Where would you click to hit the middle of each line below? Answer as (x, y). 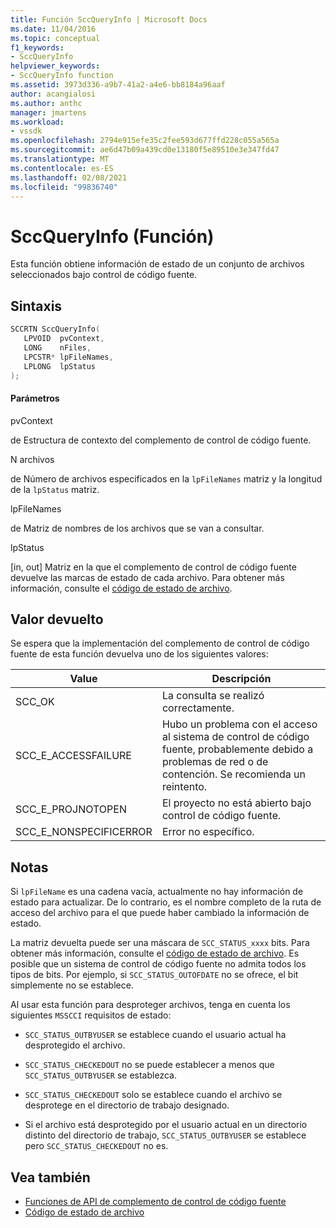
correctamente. (198, 708)
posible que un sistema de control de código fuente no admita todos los (158, 964)
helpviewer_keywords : (55, 66)
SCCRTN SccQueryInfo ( (55, 329)
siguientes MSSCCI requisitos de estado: (91, 1015)
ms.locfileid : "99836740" (64, 187)
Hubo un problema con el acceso (239, 724)
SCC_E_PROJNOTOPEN (71, 809)
